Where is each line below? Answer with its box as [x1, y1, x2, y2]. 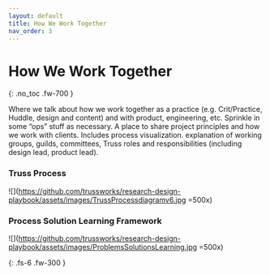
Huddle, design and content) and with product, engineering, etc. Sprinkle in [8, 113, 260, 122]
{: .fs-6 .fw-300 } [8, 257, 66, 268]
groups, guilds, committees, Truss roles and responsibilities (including [8, 139, 242, 148]
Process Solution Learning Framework [8, 215, 162, 226]
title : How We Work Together [8, 19, 107, 28]
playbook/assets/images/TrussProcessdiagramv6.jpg [8, 195, 186, 204]
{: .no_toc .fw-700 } [8, 88, 75, 98]
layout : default [8, 11, 63, 20]
